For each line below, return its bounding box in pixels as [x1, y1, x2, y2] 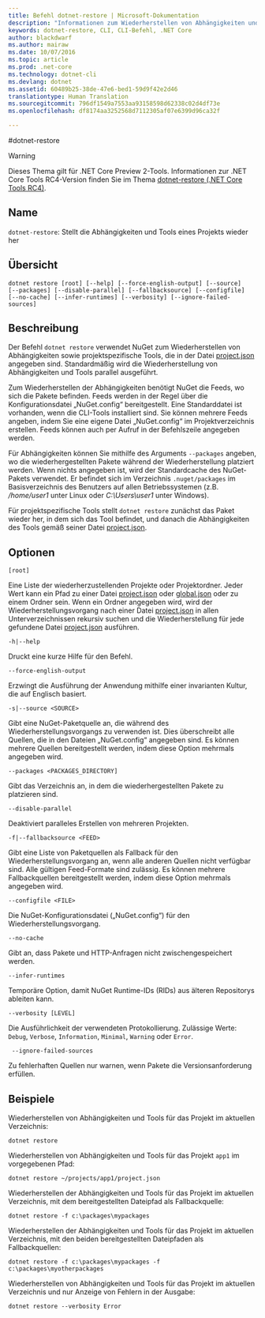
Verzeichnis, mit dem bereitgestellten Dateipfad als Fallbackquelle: [8, 1197, 225, 1207]
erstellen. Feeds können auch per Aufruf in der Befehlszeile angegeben [8, 425, 241, 435]
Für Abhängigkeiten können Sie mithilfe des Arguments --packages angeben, [8, 448, 257, 459]
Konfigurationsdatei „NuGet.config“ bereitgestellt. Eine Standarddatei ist [8, 400, 243, 410]
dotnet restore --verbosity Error [8, 1302, 122, 1311]
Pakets [8, 474, 31, 483]
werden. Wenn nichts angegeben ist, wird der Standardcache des [8, 466, 222, 475]
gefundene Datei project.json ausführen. [8, 622, 140, 633]
